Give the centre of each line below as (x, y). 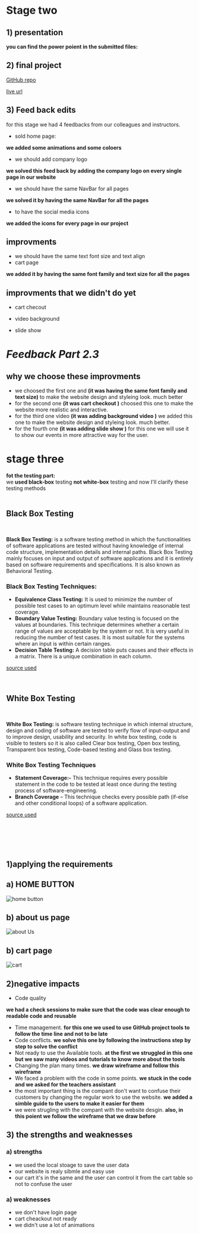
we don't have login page (46, 1212)
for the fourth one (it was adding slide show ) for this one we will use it (102, 429)
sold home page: (35, 136)
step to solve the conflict (46, 1046)
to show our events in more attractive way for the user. (82, 435)
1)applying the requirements (60, 864)
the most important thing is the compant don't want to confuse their (98, 1091)
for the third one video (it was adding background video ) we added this (104, 416)
